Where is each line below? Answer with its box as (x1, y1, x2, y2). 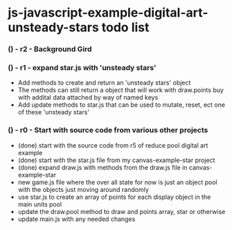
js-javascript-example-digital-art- (8, 5, 208, 21)
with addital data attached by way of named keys (17, 94, 159, 102)
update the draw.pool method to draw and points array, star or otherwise (17, 207, 226, 215)
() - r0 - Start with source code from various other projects (8, 125, 208, 135)
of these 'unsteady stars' (17, 108, 89, 116)
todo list (101, 19, 150, 35)
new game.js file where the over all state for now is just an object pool (17, 178, 217, 186)
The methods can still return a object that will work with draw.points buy (17, 86, 224, 94)
